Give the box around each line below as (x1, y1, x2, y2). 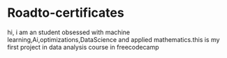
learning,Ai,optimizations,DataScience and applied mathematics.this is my (7, 35, 220, 43)
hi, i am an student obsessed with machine (7, 28, 131, 36)
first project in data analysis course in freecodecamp (7, 43, 159, 51)
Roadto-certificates (7, 5, 124, 21)
